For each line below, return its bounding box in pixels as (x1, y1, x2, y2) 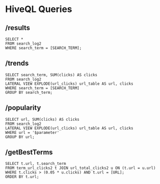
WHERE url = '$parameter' (5, 130, 59, 135)
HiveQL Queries (5, 4, 73, 15)
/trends (5, 59, 29, 68)
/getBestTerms (5, 148, 53, 156)
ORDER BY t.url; (5, 174, 39, 179)
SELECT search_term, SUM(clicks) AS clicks (5, 72, 98, 77)
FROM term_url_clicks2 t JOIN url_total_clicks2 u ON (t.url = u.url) (5, 165, 156, 171)
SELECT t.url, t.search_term (5, 161, 66, 166)
